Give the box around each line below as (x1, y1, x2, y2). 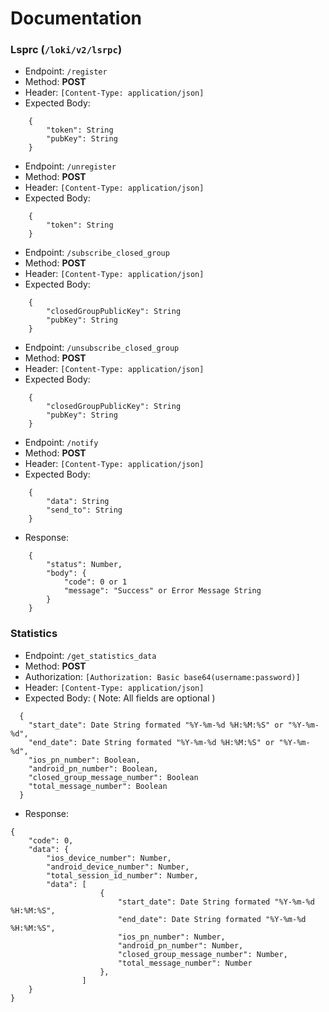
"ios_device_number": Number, (46, 853, 172, 863)
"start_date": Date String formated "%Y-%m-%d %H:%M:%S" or (28, 720, 284, 730)
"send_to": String (46, 505, 123, 516)
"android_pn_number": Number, (117, 940, 244, 951)
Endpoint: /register (24, 65, 108, 77)
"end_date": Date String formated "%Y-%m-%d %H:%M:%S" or (28, 737, 275, 747)
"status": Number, (46, 560, 123, 570)
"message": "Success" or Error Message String (63, 586, 262, 596)
